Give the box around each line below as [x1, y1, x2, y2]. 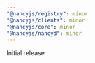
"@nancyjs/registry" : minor [6, 10, 89, 17]
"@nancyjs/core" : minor [6, 23, 76, 30]
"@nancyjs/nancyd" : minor [6, 29, 82, 37]
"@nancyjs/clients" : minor [6, 17, 85, 24]
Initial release [6, 49, 45, 57]
